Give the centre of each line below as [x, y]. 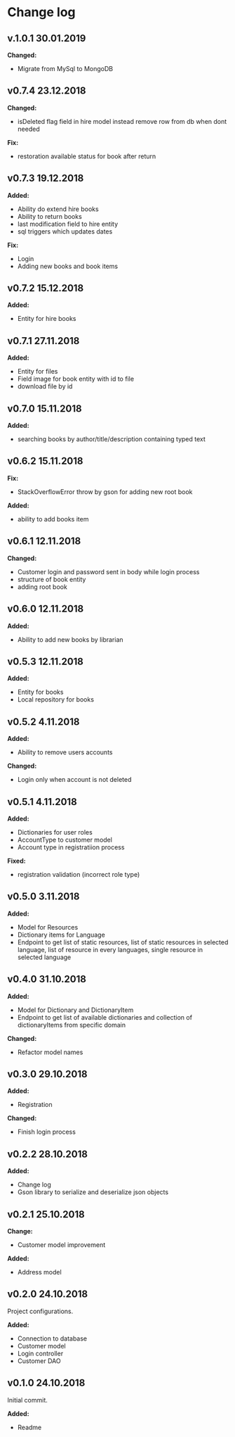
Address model [39, 1272]
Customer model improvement [61, 1245]
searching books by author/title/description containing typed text [111, 439]
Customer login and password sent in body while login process [108, 571]
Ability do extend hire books [58, 209]
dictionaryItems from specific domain [72, 1025]
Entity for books [40, 692]
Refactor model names [50, 1052]
